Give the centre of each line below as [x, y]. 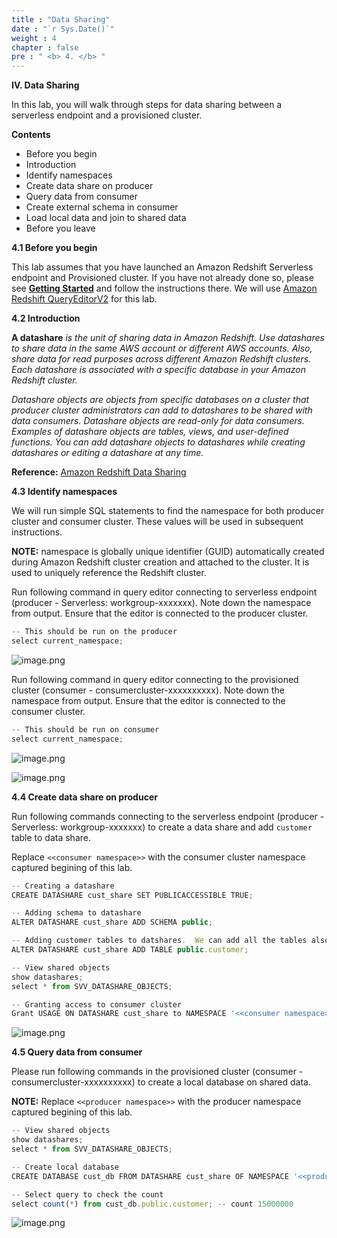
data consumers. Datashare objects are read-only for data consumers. [158, 421]
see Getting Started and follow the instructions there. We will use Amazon [164, 288]
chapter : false [45, 47]
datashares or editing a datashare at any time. [107, 453]
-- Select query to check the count [87, 1194]
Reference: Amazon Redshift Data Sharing [99, 472]
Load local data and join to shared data [106, 218]
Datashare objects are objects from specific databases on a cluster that [160, 400]
